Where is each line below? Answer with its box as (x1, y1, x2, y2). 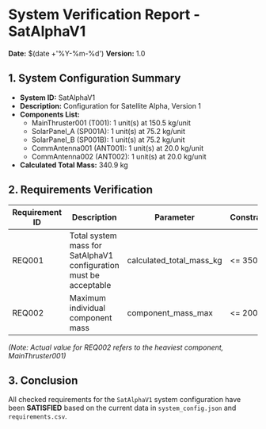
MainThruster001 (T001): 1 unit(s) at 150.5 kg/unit (31, 117, 192, 128)
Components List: (19, 109, 81, 119)
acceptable (69, 279, 112, 290)
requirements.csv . (8, 412, 67, 421)
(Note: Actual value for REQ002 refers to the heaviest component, (8, 343, 224, 352)
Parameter (154, 212, 196, 223)
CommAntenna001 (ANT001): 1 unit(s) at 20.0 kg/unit (31, 143, 204, 152)
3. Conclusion (8, 373, 78, 387)
